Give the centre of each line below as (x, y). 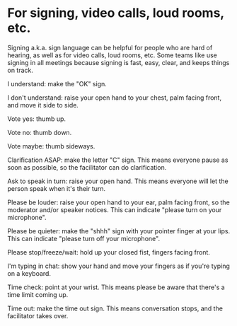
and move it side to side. (43, 105)
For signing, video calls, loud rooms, (116, 13)
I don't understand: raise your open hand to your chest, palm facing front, (114, 98)
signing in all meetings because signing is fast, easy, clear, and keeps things (118, 62)
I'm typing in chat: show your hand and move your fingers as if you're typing (118, 266)
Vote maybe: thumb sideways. (51, 146)
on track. (21, 70)
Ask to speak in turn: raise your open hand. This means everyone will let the (118, 181)
